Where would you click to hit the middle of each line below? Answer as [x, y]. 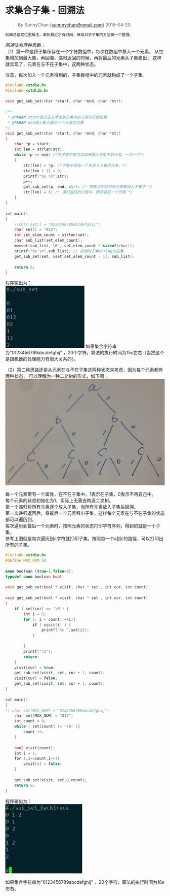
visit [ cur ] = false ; [36, 678]
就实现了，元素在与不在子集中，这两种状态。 [52, 64]
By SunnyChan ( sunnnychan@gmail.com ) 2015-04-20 [74, 25]
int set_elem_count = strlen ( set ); [52, 235]
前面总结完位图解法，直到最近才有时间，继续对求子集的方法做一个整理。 [69, 35]
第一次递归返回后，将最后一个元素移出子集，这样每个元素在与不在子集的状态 [85, 513]
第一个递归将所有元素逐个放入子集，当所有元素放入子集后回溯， [72, 507]
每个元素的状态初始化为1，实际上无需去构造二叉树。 [59, 501]
